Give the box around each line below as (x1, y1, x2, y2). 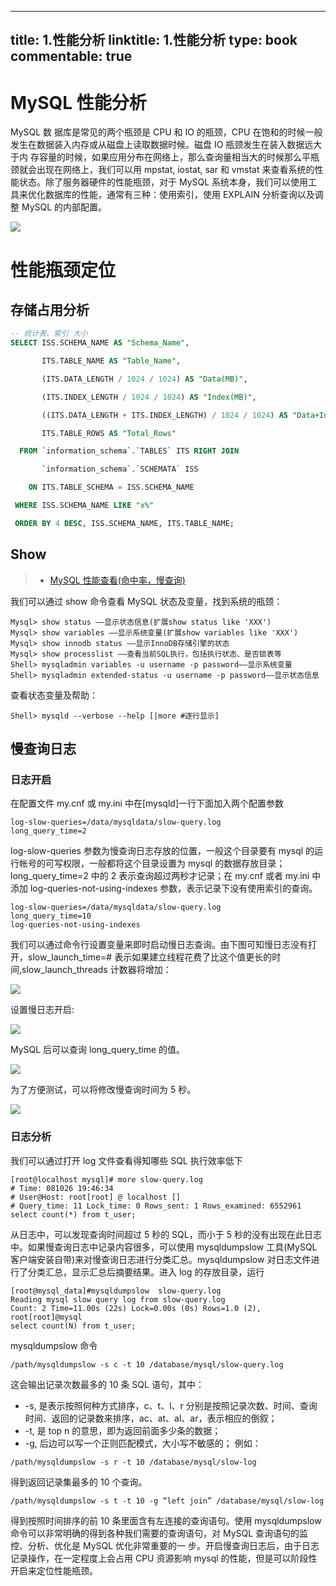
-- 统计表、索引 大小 (10, 329, 88, 339)
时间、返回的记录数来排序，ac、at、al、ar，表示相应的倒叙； (24, 1412, 278, 1424)
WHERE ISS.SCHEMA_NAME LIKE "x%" (14, 501, 155, 511)
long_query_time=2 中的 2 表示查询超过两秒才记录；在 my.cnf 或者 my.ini (10, 870, 310, 882)
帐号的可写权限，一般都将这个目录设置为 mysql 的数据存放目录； (18, 857, 286, 870)
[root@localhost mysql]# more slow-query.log (10, 1174, 203, 1185)
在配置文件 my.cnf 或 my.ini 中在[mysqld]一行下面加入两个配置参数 (10, 797, 285, 810)
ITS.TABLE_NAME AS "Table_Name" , (41, 356, 182, 366)
